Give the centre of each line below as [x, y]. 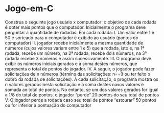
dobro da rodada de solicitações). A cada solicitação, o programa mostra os [82, 79]
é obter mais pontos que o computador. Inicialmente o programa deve [75, 27]
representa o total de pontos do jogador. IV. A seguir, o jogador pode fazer [80, 68]
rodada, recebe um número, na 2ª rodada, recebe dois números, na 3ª [76, 53]
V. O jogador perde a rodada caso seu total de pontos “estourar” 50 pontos [81, 100]
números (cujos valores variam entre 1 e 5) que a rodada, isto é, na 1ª [75, 48]
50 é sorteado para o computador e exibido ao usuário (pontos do [72, 38]
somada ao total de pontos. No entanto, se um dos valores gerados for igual [82, 90]
